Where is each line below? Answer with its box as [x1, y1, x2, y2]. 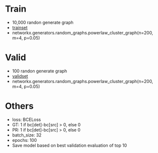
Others [5, 101, 34, 112]
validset [12, 73, 28, 79]
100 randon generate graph [12, 68, 67, 74]
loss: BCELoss [12, 117, 41, 122]
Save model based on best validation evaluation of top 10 [12, 142, 127, 148]
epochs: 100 [12, 137, 37, 143]
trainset [12, 24, 28, 30]
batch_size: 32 [12, 132, 42, 138]
